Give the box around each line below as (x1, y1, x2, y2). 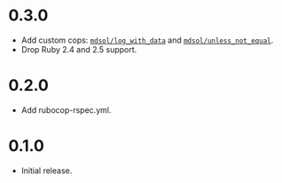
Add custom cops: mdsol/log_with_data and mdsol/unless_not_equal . (20, 35, 274, 45)
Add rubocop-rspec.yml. (20, 104, 112, 115)
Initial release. (20, 165, 73, 176)
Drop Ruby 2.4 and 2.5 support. (20, 44, 137, 54)
